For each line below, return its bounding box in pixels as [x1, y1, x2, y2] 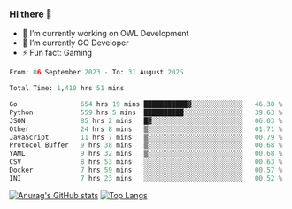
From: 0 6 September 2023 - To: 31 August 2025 [9, 68, 184, 77]
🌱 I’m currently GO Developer [21, 37, 129, 48]
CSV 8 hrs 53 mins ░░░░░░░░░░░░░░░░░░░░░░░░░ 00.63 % [9, 158, 283, 166]
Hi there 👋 [9, 8, 53, 20]
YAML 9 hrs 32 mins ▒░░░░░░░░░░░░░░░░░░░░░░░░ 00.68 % [9, 150, 283, 159]
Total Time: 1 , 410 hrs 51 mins [9, 84, 125, 93]
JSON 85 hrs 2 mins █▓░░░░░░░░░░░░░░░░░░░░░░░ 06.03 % [9, 116, 283, 125]
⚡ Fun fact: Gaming [21, 48, 93, 58]
